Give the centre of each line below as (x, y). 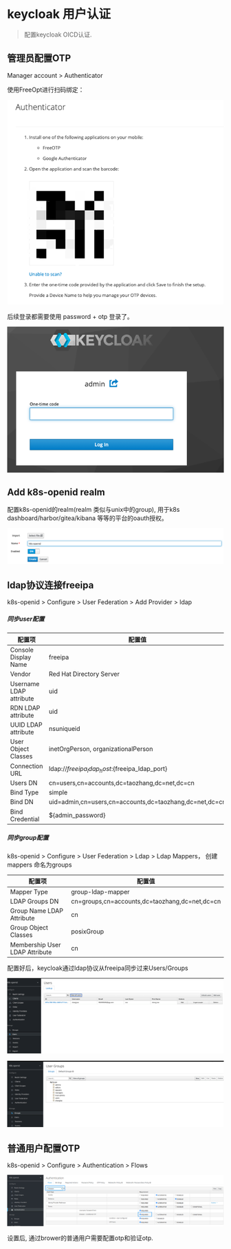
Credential (25, 819)
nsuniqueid (64, 728)
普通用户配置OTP (44, 1148)
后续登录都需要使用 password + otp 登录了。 (70, 317)
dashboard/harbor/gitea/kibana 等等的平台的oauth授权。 (88, 518)
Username (25, 683)
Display (21, 657)
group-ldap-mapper (100, 891)
